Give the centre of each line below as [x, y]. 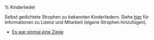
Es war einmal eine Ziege [38, 32]
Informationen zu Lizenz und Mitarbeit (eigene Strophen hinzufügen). [76, 22]
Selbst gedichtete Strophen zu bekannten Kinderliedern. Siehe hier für [77, 17]
